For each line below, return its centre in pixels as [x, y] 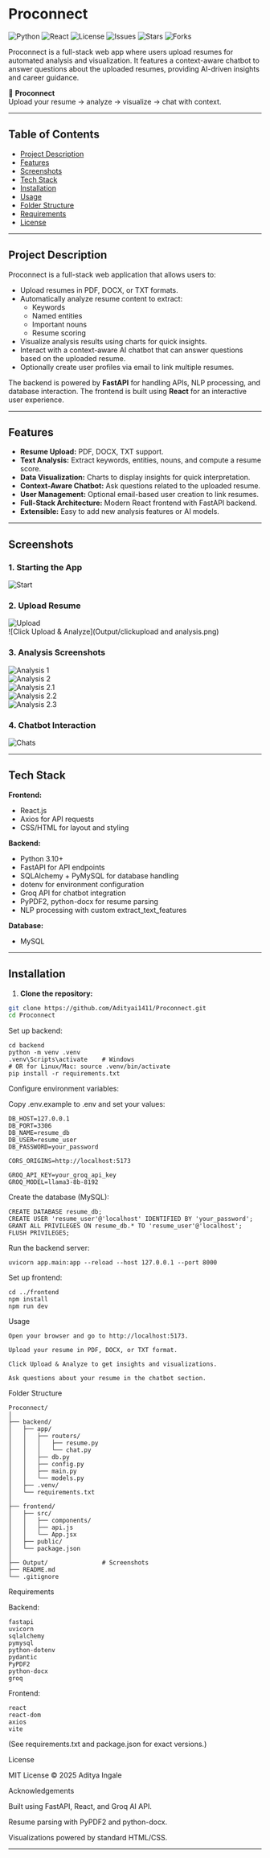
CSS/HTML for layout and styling [74, 827]
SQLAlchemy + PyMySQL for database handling [99, 876]
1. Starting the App [45, 567]
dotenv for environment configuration [82, 884]
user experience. [36, 400]
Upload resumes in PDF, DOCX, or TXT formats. [99, 290]
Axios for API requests [57, 819]
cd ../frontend [34, 1293]
